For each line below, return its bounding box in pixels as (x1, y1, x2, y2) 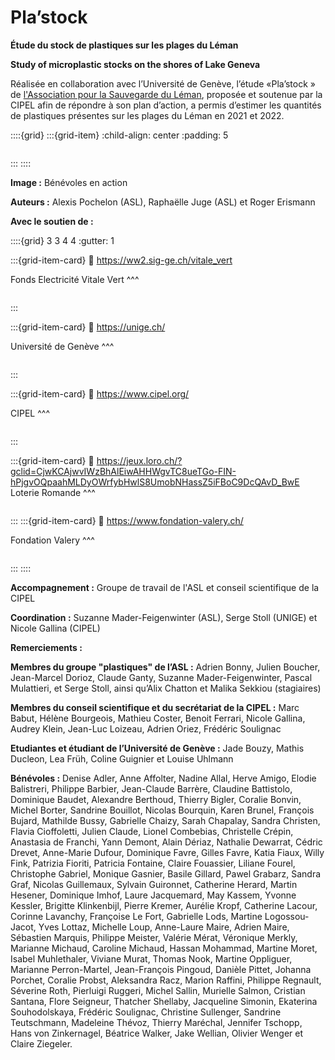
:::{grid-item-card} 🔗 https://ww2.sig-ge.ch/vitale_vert (10, 254, 233, 266)
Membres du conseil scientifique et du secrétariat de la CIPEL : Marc (10, 701, 300, 713)
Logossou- (264, 910, 310, 922)
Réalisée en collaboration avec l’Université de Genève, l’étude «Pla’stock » (10, 77, 316, 90)
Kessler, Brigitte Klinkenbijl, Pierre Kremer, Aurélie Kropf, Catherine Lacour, (10, 899, 318, 911)
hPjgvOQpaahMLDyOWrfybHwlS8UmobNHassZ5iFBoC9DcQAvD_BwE (10, 476, 300, 488)
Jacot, (10, 921, 37, 933)
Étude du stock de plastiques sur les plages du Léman (10, 39, 239, 51)
